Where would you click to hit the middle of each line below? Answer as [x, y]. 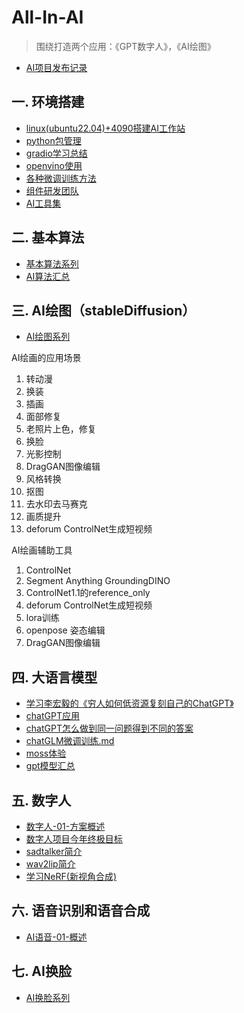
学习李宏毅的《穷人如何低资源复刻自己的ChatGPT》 [129, 703]
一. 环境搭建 [48, 102]
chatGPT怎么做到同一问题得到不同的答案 [109, 728]
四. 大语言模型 [54, 677]
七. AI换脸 [41, 971]
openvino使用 [54, 165]
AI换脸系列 [48, 997]
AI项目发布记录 [56, 67]
